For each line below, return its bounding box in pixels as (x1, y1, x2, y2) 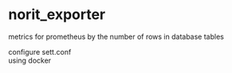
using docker (8, 56, 52, 65)
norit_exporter (8, 6, 106, 24)
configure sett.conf (8, 47, 72, 56)
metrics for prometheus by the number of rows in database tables (8, 32, 225, 41)
